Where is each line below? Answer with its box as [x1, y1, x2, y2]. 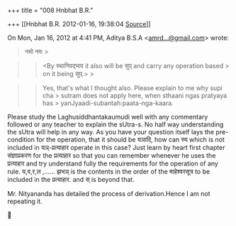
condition [7, 135, 35, 144]
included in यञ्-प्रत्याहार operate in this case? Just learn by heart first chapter [7, 144, 225, 151]
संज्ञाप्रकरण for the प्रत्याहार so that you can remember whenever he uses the [7, 151, 216, 159]
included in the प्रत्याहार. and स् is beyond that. [7, 176, 135, 183]
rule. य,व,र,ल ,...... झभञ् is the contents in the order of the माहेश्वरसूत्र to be [7, 167, 210, 176]
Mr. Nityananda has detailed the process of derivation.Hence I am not [7, 190, 210, 198]
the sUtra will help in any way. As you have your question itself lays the [7, 128, 215, 136]
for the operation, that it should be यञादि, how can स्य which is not [36, 135, 225, 144]
